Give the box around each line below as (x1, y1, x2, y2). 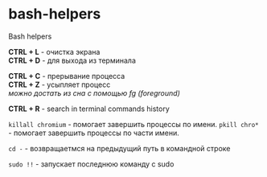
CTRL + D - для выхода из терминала (8, 56, 137, 65)
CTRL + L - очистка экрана (8, 47, 101, 56)
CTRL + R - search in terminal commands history (8, 104, 170, 113)
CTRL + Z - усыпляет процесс (8, 80, 111, 89)
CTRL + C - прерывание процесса (8, 71, 125, 80)
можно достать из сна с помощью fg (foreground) (8, 88, 181, 97)
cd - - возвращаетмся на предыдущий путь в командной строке (8, 143, 231, 153)
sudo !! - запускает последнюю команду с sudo (8, 158, 175, 169)
